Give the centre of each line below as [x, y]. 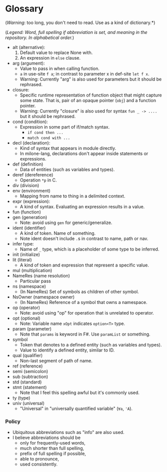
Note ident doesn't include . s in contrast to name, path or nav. [84, 238]
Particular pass [35, 281]
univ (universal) [28, 403]
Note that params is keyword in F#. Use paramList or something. [85, 334]
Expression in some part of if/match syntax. [65, 127]
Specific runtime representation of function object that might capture [91, 95]
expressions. [33, 158]
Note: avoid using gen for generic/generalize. [66, 222]
